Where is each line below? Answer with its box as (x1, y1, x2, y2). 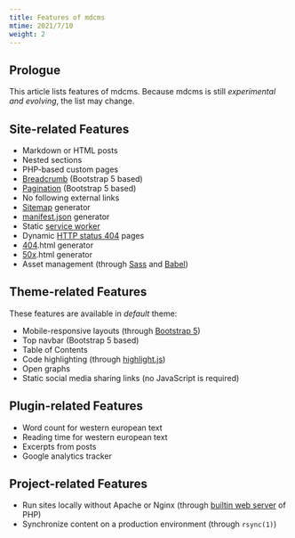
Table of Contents (21, 344, 88, 355)
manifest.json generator (21, 211, 110, 222)
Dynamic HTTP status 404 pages (21, 231, 145, 240)
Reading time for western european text (21, 431, 168, 442)
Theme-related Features (9, 284, 147, 299)
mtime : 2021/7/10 (9, 21, 74, 30)
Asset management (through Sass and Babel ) (21, 259, 189, 269)
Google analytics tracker (21, 451, 113, 461)
